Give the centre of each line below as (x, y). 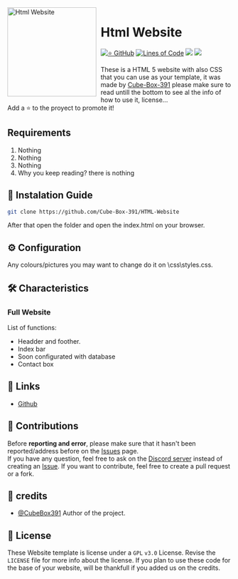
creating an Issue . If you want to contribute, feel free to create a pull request (119, 466)
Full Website (29, 312)
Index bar (32, 349)
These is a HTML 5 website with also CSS (161, 69)
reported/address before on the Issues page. (73, 451)
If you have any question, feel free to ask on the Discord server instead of (115, 458)
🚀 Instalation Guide (50, 195)
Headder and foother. (49, 341)
